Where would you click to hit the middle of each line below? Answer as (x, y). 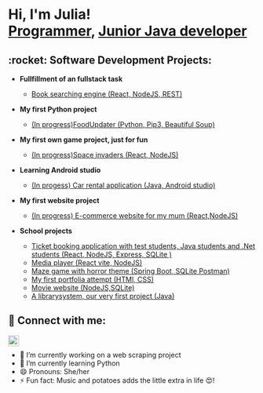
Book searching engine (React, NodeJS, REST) (107, 94)
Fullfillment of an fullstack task (71, 79)
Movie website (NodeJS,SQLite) (83, 287)
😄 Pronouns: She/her (55, 371)
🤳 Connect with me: (57, 320)
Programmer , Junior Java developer (128, 31)
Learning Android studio (60, 170)
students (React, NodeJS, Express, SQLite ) (102, 254)
